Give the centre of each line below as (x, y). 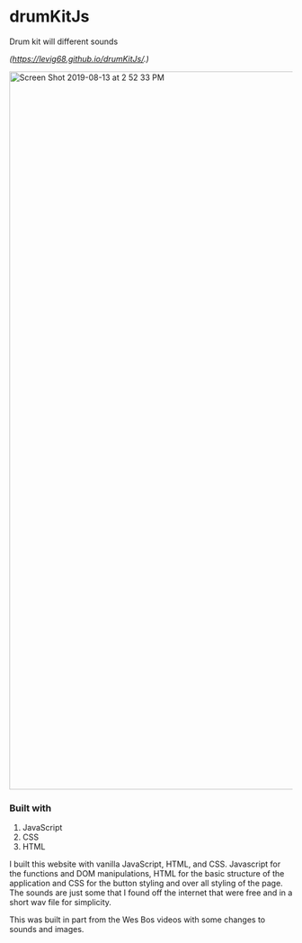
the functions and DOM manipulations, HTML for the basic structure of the (147, 874)
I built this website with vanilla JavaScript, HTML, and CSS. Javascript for (145, 864)
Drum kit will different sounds (64, 41)
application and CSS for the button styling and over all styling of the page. (146, 884)
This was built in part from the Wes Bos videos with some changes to (138, 920)
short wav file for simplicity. (61, 903)
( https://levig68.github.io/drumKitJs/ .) (80, 58)
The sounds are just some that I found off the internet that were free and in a (151, 893)
